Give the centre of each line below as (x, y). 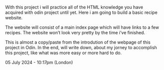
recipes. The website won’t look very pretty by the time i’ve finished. (75, 33)
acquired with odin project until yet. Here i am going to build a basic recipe (81, 12)
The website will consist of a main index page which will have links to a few (82, 27)
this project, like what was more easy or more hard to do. (63, 53)
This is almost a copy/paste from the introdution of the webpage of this (78, 42)
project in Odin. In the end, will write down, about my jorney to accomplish (81, 47)
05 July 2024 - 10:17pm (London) (39, 62)
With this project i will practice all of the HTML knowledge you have (74, 7)
